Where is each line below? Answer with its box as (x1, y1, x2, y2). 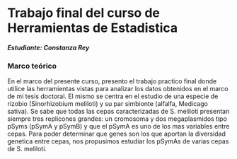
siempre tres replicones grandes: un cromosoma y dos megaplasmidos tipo (7, 114, 228, 123)
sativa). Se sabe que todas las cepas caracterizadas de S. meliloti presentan (7, 107, 230, 116)
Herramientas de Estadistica (7, 20, 178, 36)
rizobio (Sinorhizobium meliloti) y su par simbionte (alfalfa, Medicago (7, 100, 209, 108)
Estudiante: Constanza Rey (7, 43, 90, 52)
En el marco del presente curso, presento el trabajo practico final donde (7, 77, 217, 86)
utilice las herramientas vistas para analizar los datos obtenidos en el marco (7, 85, 229, 93)
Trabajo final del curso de (7, 5, 161, 21)
